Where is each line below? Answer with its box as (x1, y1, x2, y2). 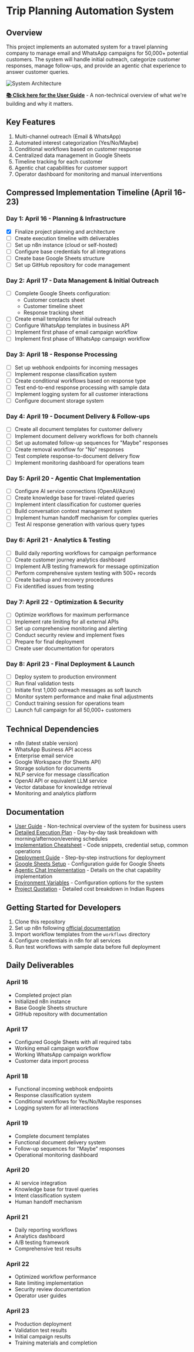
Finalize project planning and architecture (14, 228, 116, 235)
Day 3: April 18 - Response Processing (6, 350, 118, 358)
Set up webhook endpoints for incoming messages (14, 364, 138, 371)
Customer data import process (14, 1057, 89, 1064)
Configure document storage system (14, 397, 104, 404)
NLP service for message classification (14, 771, 110, 778)
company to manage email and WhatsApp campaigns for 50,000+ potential (6, 50, 188, 57)
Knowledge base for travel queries (14, 1186, 99, 1193)
